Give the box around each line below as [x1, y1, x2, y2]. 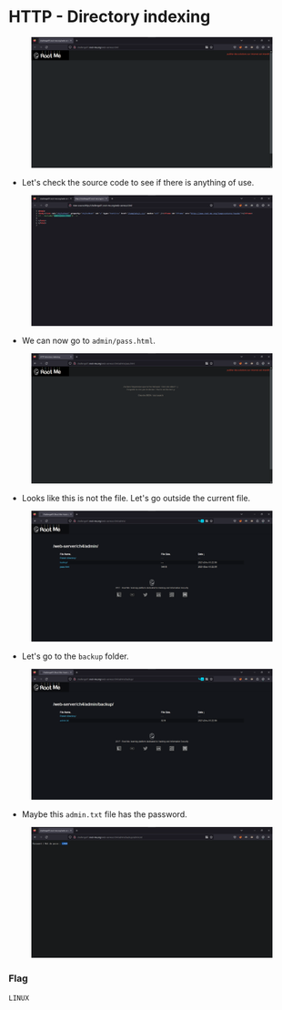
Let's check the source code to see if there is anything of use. [21, 177, 255, 187]
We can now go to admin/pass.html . [21, 335, 156, 346]
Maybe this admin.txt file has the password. [21, 808, 187, 820]
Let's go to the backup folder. [21, 651, 129, 662]
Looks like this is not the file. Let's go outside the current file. [21, 493, 251, 504]
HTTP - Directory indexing [8, 6, 211, 27]
